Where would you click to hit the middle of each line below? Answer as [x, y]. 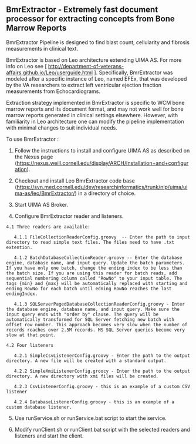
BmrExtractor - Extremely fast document [82, 10]
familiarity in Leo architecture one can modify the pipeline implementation [95, 121]
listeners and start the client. [49, 436]
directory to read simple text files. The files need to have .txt [90, 242]
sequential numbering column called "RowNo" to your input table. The [94, 278]
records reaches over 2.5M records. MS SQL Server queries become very [95, 330]
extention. [19, 247]
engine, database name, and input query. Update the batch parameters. [95, 263]
